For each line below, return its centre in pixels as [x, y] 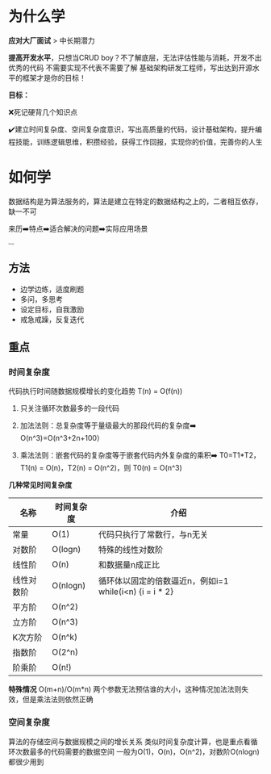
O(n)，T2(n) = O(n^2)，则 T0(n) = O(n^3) [114, 468]
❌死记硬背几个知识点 [43, 112]
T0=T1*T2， [240, 455]
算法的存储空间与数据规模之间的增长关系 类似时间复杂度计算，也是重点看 [129, 741]
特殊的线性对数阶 [131, 550]
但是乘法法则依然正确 [58, 700]
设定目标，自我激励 [52, 309]
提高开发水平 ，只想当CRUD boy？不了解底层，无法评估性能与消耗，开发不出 [135, 57]
